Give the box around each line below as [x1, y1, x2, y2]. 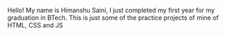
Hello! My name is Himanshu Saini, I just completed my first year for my [7, 6, 215, 14]
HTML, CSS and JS [7, 21, 64, 29]
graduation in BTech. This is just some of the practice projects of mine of [7, 13, 219, 22]
